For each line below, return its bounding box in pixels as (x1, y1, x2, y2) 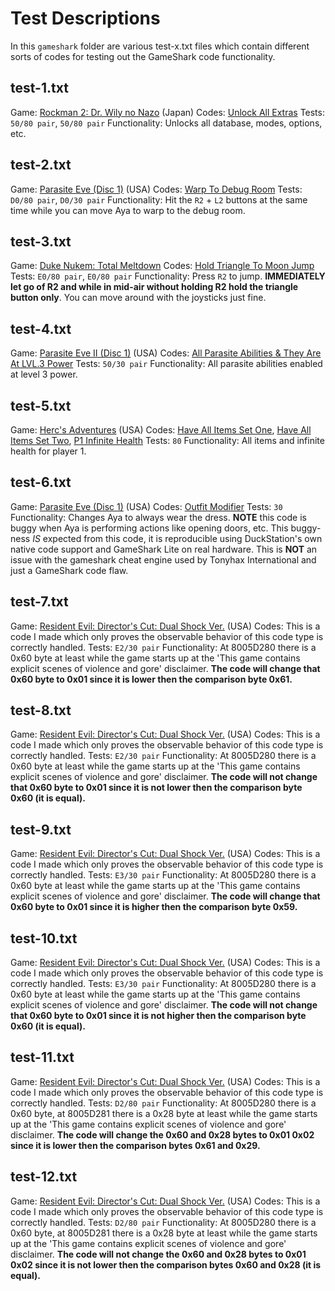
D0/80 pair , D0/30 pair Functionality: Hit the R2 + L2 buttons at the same (10, 193, 308, 206)
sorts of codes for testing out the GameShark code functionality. (10, 50, 276, 62)
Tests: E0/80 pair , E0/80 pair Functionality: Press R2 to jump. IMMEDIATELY (10, 270, 326, 282)
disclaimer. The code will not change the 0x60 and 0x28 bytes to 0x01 (10, 1248, 307, 1260)
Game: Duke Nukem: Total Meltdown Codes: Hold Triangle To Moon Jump (10, 260, 315, 272)
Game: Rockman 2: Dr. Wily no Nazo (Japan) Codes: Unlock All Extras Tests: (10, 106, 325, 118)
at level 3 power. (10, 368, 78, 381)
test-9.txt (10, 821, 72, 838)
